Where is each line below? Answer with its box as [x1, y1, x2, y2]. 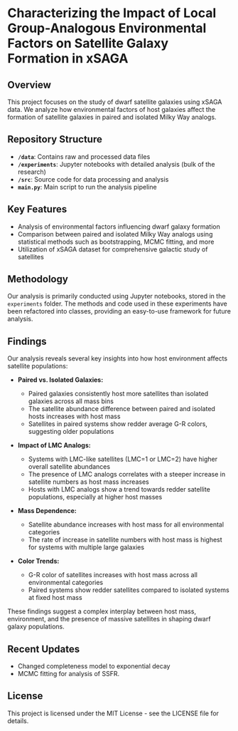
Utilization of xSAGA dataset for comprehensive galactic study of [17, 244, 208, 254]
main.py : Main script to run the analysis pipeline [17, 182, 158, 191]
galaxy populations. [7, 622, 65, 631]
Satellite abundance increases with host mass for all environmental [28, 520, 225, 529]
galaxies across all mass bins [28, 397, 114, 405]
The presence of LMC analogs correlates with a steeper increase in [28, 470, 226, 479]
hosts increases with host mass [28, 412, 121, 421]
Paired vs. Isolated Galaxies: [17, 375, 104, 384]
